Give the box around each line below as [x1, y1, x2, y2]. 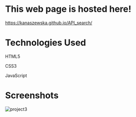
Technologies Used [5, 37, 87, 48]
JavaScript [5, 73, 27, 78]
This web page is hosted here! [5, 3, 132, 15]
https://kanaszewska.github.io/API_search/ [5, 20, 92, 26]
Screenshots [5, 90, 59, 101]
